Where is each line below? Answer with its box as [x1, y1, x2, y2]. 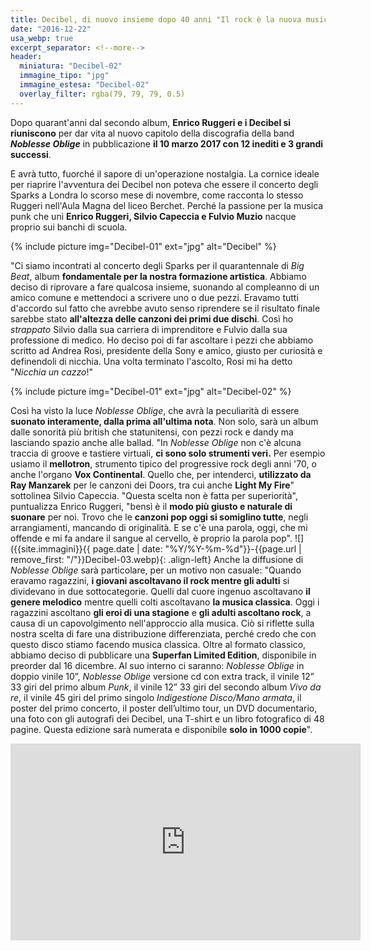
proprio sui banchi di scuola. [10, 221, 128, 233]
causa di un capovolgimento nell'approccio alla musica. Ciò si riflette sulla [10, 617, 315, 629]
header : [10, 52, 43, 62]
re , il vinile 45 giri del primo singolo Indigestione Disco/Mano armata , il [10, 691, 302, 703]
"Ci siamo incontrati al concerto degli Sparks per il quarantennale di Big [10, 259, 305, 271]
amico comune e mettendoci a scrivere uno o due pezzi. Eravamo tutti [10, 291, 299, 303]
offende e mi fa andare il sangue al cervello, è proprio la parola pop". [10, 532, 293, 544]
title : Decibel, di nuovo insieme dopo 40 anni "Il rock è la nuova [10, 14, 302, 25]
